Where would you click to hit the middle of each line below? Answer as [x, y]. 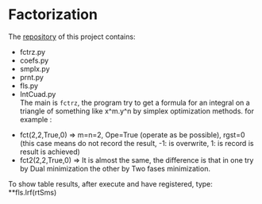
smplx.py [35, 68]
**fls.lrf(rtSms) [33, 192]
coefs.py [34, 60]
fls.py [29, 86]
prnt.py [31, 77]
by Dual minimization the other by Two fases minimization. [115, 168]
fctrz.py [33, 52]
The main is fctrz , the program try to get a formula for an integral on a [135, 102]
